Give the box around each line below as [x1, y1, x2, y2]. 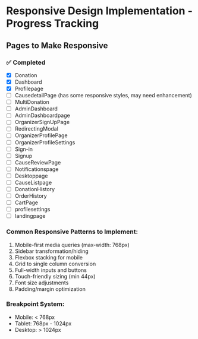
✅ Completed [6, 58, 46, 66]
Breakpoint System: [6, 300, 65, 308]
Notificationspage [14, 165, 59, 173]
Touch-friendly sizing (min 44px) [14, 273, 96, 280]
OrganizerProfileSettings [14, 138, 76, 146]
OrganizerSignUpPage [14, 119, 70, 126]
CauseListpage [14, 179, 52, 186]
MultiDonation [14, 99, 49, 106]
